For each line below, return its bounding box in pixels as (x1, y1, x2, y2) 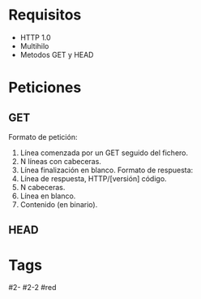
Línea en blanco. (19, 191, 76, 201)
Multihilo (19, 41, 49, 50)
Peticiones (8, 79, 82, 97)
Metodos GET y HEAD (19, 50, 94, 59)
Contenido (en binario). (19, 199, 98, 209)
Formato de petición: (8, 132, 78, 141)
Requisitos (8, 6, 82, 24)
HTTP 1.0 (19, 32, 51, 42)
